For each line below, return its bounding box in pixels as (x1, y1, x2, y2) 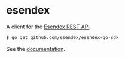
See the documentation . (6, 45, 66, 52)
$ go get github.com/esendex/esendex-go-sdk (6, 34, 119, 40)
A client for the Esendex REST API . (6, 23, 92, 30)
